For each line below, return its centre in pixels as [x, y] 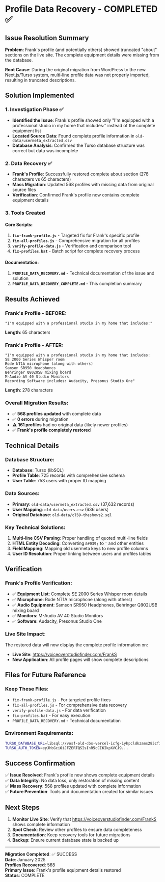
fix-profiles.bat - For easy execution [51, 715]
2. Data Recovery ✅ [29, 163]
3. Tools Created [25, 213]
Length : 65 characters [28, 332]
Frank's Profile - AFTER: [34, 345]
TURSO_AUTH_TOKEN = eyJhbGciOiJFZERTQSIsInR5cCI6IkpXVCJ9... [67, 748]
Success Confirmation [40, 763]
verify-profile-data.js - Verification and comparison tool [71, 246]
